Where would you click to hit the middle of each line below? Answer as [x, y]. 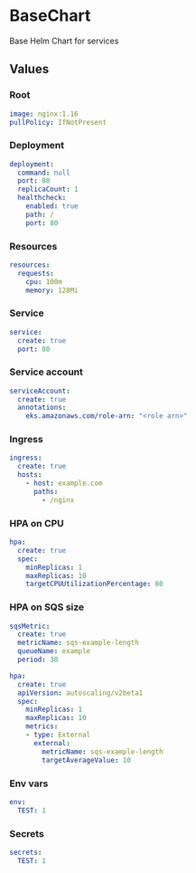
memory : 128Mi [52, 290]
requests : [36, 273]
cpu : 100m [44, 281]
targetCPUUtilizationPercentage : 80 [95, 584]
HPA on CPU [37, 523]
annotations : [42, 408]
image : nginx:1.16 [44, 114]
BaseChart [50, 16]
